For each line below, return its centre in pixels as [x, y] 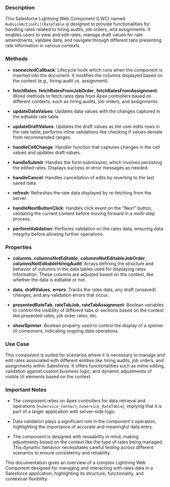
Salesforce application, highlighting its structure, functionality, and [74, 473]
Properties [19, 247]
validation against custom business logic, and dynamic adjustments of [79, 371]
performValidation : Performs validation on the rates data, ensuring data [88, 229]
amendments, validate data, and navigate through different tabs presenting [83, 40]
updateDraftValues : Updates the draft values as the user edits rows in [86, 126]
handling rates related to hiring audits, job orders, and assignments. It [78, 29]
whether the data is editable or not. [49, 280]
